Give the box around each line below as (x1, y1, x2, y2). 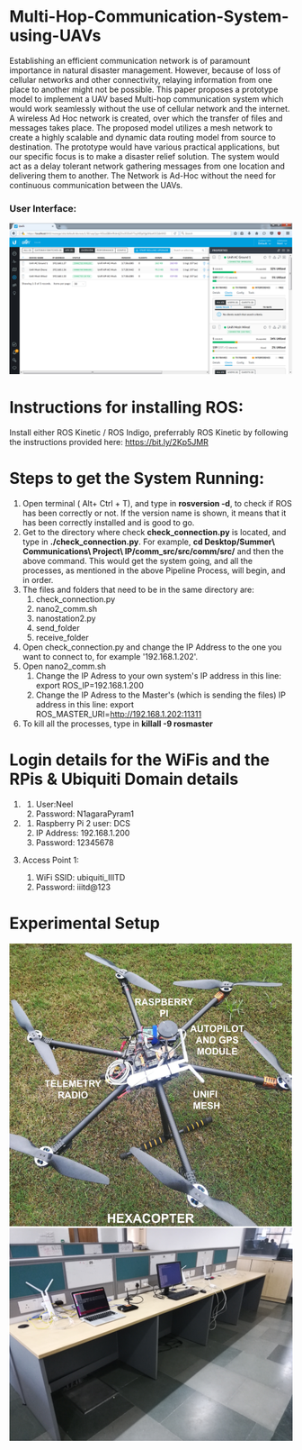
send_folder (35, 622, 80, 633)
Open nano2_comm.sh (22, 661, 106, 671)
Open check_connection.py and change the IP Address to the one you (22, 642, 282, 652)
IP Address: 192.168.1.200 (35, 827, 130, 838)
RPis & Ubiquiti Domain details (9, 769, 239, 789)
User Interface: (9, 202, 77, 214)
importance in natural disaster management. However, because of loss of (9, 65, 281, 76)
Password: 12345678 (35, 836, 114, 848)
